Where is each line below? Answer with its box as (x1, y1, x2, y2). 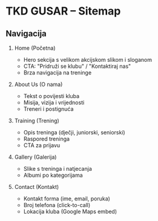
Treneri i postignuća (23, 105, 74, 113)
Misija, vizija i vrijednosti (23, 99, 85, 106)
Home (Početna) (14, 44, 56, 51)
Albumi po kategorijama (23, 171, 83, 179)
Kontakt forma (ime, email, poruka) (23, 195, 110, 202)
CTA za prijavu (23, 142, 61, 149)
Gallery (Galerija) (14, 153, 57, 160)
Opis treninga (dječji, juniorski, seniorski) (23, 129, 125, 136)
